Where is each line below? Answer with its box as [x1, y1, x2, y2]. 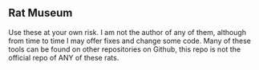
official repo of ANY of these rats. [8, 52, 119, 62]
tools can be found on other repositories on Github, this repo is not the [8, 44, 241, 54]
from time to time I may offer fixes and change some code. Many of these [8, 36, 251, 45]
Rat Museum [8, 6, 73, 20]
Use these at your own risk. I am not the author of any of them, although [8, 27, 247, 37]
